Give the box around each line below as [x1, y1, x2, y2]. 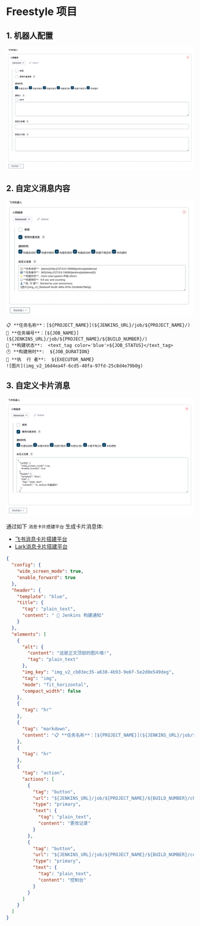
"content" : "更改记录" [37, 820, 91, 827]
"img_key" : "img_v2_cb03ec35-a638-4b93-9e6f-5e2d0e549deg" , [21, 669, 174, 675]
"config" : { [11, 562, 42, 568]
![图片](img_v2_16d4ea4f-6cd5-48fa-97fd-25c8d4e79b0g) [6, 363, 143, 369]
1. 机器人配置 [6, 30, 54, 41]
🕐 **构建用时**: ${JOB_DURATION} [6, 348, 90, 355]
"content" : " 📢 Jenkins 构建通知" [21, 612, 104, 618]
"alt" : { [21, 644, 44, 650]
